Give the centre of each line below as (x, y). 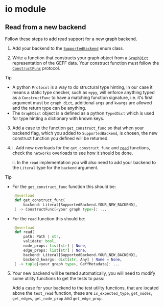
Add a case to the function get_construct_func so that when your (78, 128)
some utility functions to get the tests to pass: (58, 279)
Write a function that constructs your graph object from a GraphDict (80, 58)
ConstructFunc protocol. (36, 68)
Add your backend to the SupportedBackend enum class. (68, 48)
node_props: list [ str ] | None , (55, 246)
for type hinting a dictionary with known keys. (58, 118)
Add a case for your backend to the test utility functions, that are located (85, 288)
